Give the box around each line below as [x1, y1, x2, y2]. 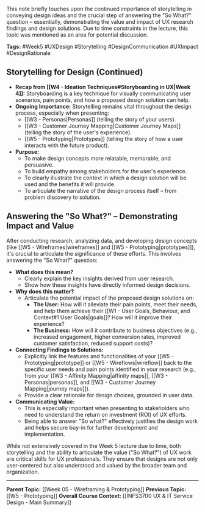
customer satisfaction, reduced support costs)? [33, 339, 153, 347]
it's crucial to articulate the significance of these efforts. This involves [6, 250, 182, 257]
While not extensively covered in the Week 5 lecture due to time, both [6, 442, 181, 449]
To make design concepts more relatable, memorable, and [24, 154, 171, 162]
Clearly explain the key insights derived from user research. [24, 275, 174, 282]
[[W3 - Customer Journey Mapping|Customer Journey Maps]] [24, 122, 181, 129]
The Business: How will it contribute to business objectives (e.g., [33, 326, 197, 334]
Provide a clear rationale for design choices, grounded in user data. [24, 391, 194, 398]
